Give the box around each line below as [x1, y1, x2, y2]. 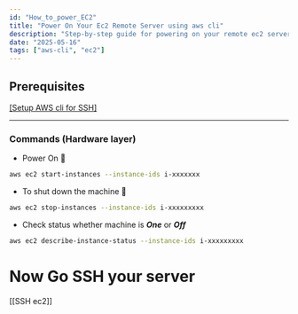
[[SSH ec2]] [9, 295, 53, 306]
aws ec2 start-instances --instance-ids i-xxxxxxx [9, 170, 200, 179]
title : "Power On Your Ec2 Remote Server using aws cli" [9, 21, 224, 30]
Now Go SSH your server [9, 267, 196, 287]
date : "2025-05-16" [9, 37, 82, 47]
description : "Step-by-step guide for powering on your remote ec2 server [9, 29, 292, 38]
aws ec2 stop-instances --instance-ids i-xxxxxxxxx [9, 203, 204, 213]
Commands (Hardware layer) [9, 132, 137, 145]
